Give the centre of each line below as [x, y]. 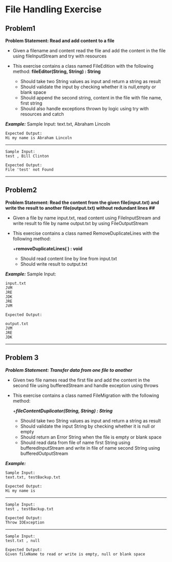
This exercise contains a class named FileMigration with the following [86, 395]
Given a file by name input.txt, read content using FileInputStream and [87, 218]
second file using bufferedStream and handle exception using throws [85, 385]
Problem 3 [22, 358]
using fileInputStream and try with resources [60, 56]
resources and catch [42, 114]
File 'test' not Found [29, 170]
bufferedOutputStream [44, 453]
